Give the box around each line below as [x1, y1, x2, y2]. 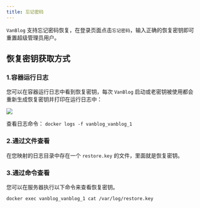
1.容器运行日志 [6, 73, 49, 81]
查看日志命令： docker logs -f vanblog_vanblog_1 [6, 120, 133, 128]
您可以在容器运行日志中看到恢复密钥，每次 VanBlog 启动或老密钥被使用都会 [6, 88, 193, 95]
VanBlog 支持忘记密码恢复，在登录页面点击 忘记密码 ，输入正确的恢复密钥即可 [6, 26, 195, 33]
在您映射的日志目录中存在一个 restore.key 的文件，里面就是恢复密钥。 [6, 151, 184, 159]
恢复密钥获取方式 [6, 54, 71, 64]
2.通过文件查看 [6, 137, 50, 145]
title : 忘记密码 [6, 9, 44, 15]
